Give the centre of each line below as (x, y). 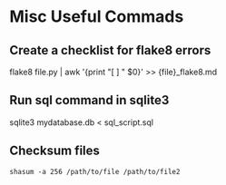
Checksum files (54, 151)
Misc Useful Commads (97, 17)
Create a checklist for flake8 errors (110, 50)
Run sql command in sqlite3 (89, 100)
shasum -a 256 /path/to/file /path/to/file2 (95, 171)
